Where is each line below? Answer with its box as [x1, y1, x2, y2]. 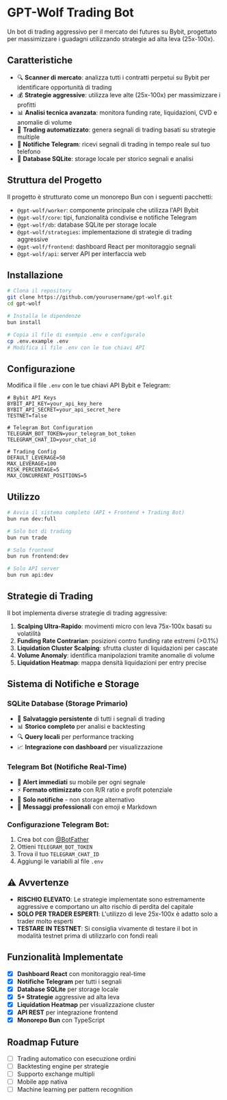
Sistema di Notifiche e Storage [7, 678, 139, 690]
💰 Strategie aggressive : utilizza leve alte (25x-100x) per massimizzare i [16, 90, 221, 99]
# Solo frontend [7, 547, 53, 553]
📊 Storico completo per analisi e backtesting [16, 722, 146, 730]
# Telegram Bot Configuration [7, 425, 94, 432]
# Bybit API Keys [7, 395, 57, 401]
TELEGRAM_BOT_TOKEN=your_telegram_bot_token [7, 430, 136, 438]
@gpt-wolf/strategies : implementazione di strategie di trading [16, 227, 192, 236]
